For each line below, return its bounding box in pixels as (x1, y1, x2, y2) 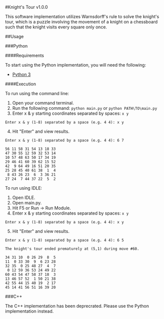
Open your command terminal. (12, 100, 74, 106)
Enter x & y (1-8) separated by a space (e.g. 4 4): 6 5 (5, 238, 124, 243)
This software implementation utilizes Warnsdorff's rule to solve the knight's (5, 14, 160, 19)
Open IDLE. (12, 195, 35, 200)
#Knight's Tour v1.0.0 (5, 4, 48, 10)
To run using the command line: (5, 91, 69, 96)
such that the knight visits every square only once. (5, 24, 107, 30)
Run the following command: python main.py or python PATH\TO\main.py (12, 105, 157, 111)
